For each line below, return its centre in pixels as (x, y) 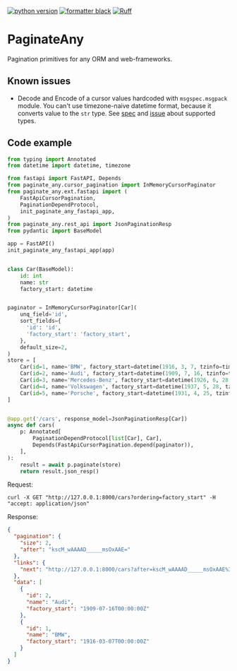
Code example (40, 143)
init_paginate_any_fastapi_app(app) (61, 251)
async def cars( (31, 425)
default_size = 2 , (44, 347)
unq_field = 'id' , (44, 314)
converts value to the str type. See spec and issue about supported (116, 113)
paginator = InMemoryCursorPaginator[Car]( (72, 308)
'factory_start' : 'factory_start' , (78, 334)
